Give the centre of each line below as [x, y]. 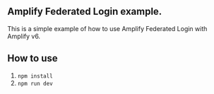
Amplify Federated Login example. [85, 12]
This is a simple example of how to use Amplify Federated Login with [107, 28]
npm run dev [35, 83]
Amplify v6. [24, 36]
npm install [35, 76]
